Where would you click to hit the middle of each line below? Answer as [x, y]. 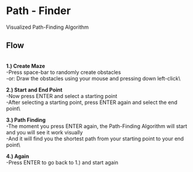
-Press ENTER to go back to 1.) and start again [62, 162]
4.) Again [18, 156]
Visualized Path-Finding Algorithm [48, 27]
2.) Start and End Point [34, 90]
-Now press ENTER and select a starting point [62, 96]
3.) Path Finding [26, 120]
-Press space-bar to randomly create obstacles [64, 72]
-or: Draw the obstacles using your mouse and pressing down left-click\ [93, 78]
